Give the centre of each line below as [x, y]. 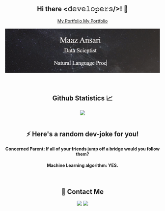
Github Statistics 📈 [82, 98]
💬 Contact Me [82, 192]
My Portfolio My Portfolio [82, 21]
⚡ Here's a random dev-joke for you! [82, 134]
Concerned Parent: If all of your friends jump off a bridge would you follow [82, 149]
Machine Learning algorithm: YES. [82, 165]
